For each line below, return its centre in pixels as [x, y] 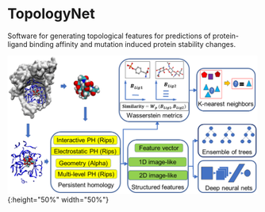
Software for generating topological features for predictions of [109, 36]
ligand [18, 44]
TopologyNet [52, 14]
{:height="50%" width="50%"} [58, 200]
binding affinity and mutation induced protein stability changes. [132, 44]
